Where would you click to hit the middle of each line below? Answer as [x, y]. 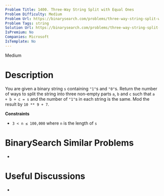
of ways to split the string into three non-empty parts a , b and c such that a [80, 94]
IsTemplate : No [20, 42]
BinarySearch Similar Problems [70, 143]
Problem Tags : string [27, 23]
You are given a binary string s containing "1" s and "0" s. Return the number [81, 88]
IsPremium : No [20, 32]
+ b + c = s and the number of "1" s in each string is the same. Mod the [77, 99]
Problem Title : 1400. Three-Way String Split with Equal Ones [70, 10]
